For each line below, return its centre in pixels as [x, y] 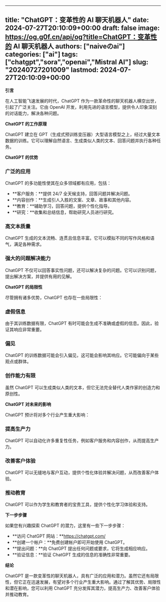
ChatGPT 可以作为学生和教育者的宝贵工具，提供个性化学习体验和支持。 [78, 505]
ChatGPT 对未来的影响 [28, 404]
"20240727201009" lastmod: [52, 70]
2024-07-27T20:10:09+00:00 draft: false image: [83, 28]
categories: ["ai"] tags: [41, 54]
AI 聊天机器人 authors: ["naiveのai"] [69, 46]
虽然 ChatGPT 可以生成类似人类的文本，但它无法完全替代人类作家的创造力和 [83, 387]
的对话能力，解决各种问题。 [33, 113]
